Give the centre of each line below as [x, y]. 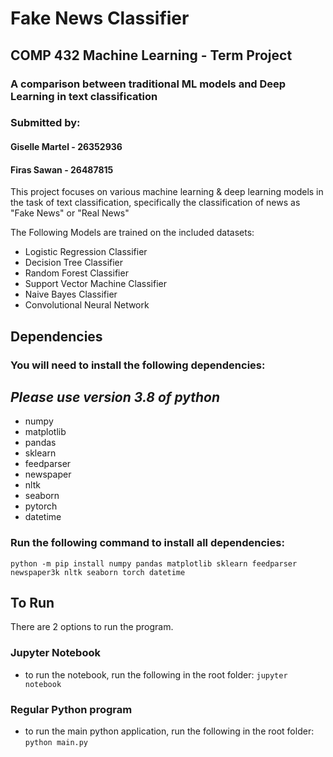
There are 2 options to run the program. [92, 627]
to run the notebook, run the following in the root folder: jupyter [156, 674]
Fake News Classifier [100, 18]
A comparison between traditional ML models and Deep [148, 84]
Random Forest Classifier [76, 273]
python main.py [56, 743]
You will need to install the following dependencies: [138, 365]
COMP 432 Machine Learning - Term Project [151, 55]
